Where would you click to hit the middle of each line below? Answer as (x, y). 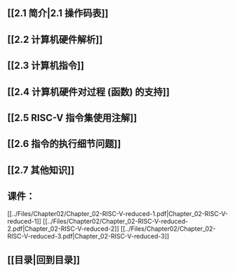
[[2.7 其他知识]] (41, 170)
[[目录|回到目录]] (44, 260)
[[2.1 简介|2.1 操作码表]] (58, 13)
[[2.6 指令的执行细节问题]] (64, 144)
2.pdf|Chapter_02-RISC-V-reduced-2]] (63, 229)
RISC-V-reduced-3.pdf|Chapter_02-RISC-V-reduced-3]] (88, 236)
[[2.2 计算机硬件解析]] (55, 39)
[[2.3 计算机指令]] (46, 66)
